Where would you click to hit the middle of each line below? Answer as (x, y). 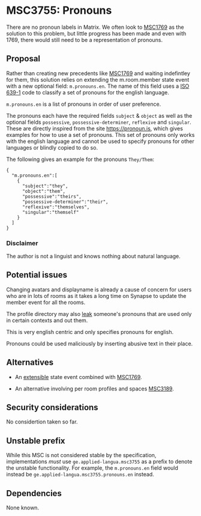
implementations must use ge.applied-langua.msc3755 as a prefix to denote (99, 462)
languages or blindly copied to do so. (52, 147)
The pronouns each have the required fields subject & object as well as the (99, 115)
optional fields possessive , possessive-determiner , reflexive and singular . (99, 122)
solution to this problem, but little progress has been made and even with (96, 33)
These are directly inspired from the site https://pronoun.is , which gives (94, 128)
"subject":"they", (45, 186)
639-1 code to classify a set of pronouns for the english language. (88, 92)
